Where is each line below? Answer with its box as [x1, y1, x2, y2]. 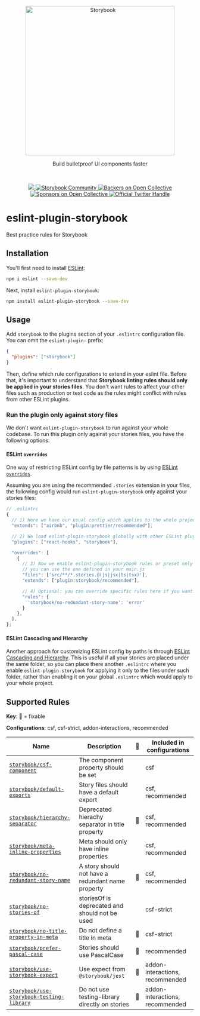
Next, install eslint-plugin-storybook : [6, 287, 99, 294]
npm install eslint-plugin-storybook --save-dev [6, 298, 129, 304]
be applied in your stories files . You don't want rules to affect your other [6, 383, 185, 390]
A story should [79, 862, 120, 870]
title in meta [79, 934, 112, 942]
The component [79, 756, 124, 765]
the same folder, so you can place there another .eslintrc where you [6, 661, 177, 668]
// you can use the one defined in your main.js [21, 566, 145, 573]
